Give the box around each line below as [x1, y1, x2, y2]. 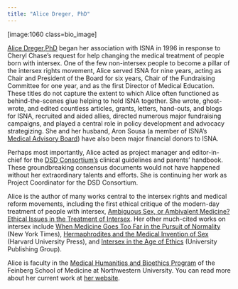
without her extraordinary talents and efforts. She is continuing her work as [7, 170, 227, 179]
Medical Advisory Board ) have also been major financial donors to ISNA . [7, 134, 219, 143]
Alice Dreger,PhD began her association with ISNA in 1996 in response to [7, 43, 221, 52]
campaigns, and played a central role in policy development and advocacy [7, 119, 225, 128]
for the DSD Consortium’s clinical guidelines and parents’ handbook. [23, 156, 224, 164]
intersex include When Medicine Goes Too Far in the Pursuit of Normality [7, 222, 221, 231]
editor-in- [191, 148, 220, 156]
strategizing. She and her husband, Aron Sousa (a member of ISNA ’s [7, 126, 207, 135]
